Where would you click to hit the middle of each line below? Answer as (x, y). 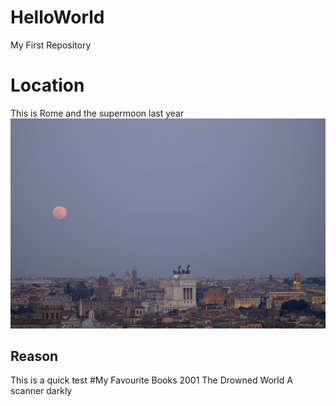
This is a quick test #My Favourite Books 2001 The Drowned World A (151, 380)
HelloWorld (57, 17)
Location (47, 85)
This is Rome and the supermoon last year (97, 113)
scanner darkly (41, 391)
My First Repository (51, 45)
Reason (34, 356)
